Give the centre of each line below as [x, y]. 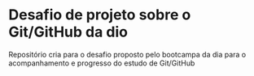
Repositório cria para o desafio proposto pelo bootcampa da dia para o [127, 54]
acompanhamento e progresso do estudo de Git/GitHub [102, 63]
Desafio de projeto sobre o [100, 15]
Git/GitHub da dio [68, 32]
